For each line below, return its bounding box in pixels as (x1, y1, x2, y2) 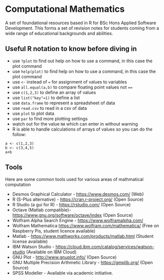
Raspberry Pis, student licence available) (12, 228, 95, 233)
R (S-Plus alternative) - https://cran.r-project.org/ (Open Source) (12, 196, 144, 202)
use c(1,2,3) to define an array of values (12, 89, 96, 95)
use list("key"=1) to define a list (12, 94, 80, 100)
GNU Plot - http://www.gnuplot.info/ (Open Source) (12, 254, 117, 260)
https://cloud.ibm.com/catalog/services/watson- (55, 243, 155, 249)
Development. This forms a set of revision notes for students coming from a (5, 25, 160, 31)
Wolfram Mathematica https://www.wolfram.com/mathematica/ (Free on (12, 223, 160, 229)
